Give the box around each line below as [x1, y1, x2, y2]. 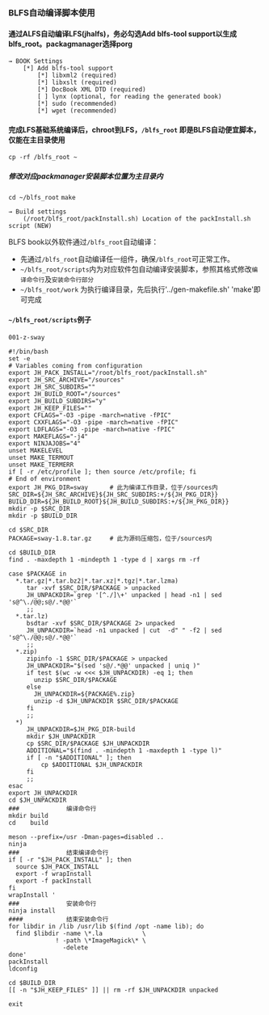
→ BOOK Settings [8, 57, 63, 65]
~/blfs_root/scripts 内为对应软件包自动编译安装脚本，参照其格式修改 [19, 264, 252, 274]
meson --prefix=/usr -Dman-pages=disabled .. [8, 832, 164, 841]
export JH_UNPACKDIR [8, 789, 78, 797]
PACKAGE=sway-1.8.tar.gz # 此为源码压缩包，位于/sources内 [8, 534, 212, 542]
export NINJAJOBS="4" [8, 439, 82, 448]
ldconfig [8, 964, 38, 973]
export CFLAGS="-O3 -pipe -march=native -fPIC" [8, 411, 172, 419]
